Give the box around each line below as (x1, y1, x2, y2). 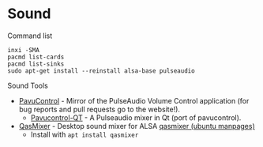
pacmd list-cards (7, 53, 65, 61)
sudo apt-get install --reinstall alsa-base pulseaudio (7, 66, 195, 75)
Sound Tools (7, 81, 48, 90)
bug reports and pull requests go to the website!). (18, 104, 181, 114)
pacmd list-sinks (7, 60, 65, 68)
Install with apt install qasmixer (30, 130, 139, 139)
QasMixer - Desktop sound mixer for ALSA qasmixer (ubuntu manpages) (18, 121, 255, 130)
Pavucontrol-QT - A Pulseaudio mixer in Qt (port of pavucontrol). (30, 112, 242, 122)
